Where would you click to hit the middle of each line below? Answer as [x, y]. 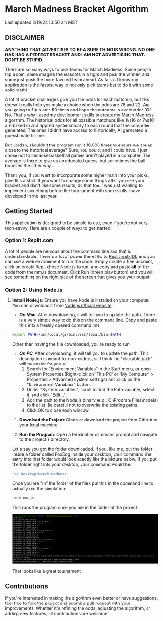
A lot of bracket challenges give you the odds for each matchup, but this [77, 99]
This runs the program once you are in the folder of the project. [75, 507]
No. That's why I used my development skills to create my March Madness [80, 115]
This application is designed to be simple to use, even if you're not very [76, 223]
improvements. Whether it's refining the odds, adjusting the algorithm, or [78, 608]
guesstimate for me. [25, 135]
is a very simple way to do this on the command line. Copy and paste [88, 320]
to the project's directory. [45, 439]
